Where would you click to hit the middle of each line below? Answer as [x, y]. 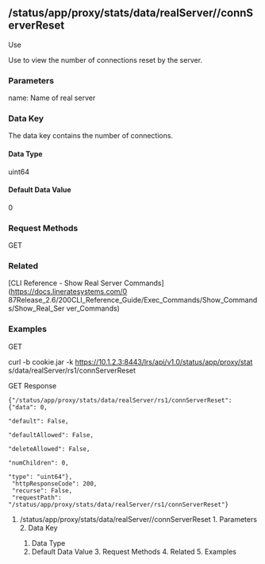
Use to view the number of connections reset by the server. [106, 60]
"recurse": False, [42, 491]
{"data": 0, [28, 407]
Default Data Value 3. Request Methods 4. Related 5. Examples [134, 551]
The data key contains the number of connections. [90, 136]
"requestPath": [36, 497]
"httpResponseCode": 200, [54, 484]
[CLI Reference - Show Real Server [65, 283]
